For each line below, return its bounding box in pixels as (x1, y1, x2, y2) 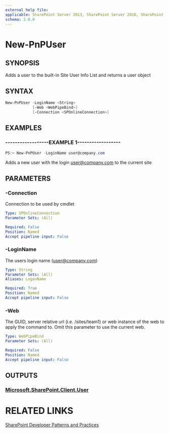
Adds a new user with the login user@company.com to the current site (5, 160, 152, 166)
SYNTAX (5, 87, 34, 95)
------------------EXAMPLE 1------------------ (5, 139, 121, 146)
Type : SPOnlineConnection (5, 211, 60, 216)
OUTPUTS (5, 371, 38, 380)
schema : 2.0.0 (5, 17, 35, 22)
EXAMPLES (5, 124, 42, 132)
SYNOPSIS (5, 59, 40, 67)
